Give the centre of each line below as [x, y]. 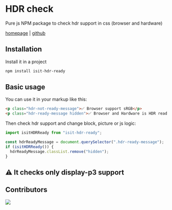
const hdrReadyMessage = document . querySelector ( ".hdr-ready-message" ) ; [85, 142]
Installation [24, 49]
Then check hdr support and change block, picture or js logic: [71, 123]
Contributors [26, 190]
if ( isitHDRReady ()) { [30, 147]
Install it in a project [26, 62]
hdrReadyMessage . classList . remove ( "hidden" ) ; [60, 151]
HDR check [30, 9]
